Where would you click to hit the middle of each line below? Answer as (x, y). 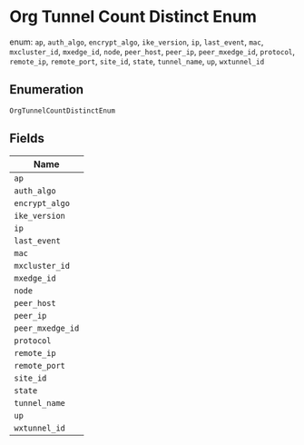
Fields (27, 138)
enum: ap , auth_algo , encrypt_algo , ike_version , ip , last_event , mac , (137, 42)
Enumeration (47, 89)
